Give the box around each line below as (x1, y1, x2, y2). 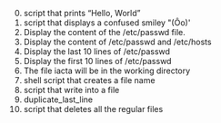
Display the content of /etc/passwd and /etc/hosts (23, 36, 212, 47)
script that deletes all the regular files (23, 104, 164, 114)
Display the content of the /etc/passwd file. (23, 27, 186, 37)
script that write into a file (23, 85, 120, 95)
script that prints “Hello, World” (23, 8, 141, 18)
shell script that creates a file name (23, 75, 156, 85)
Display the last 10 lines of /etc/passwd (23, 46, 171, 57)
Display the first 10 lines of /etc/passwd (23, 56, 172, 66)
